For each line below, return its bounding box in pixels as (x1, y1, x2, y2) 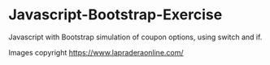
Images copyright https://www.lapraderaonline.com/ (8, 47, 185, 57)
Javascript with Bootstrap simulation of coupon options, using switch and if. (8, 32, 263, 42)
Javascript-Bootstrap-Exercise (8, 6, 223, 24)
